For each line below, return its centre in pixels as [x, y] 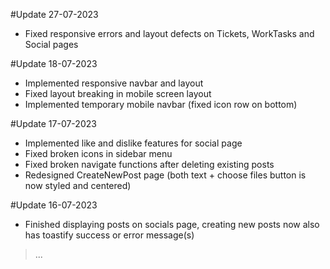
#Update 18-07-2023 [54, 63]
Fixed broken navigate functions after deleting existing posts [149, 164]
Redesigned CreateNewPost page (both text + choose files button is [165, 175]
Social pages [51, 44]
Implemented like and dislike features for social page [133, 143]
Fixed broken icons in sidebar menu [98, 153]
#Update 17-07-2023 [53, 123]
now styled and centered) [78, 185]
